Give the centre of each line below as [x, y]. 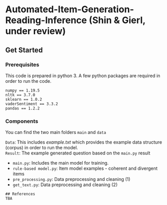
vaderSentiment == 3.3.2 [32, 104]
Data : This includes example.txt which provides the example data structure [84, 142]
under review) [36, 31]
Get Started [24, 50]
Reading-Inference [46, 20]
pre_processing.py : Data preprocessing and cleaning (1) [71, 179]
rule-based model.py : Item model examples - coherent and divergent [85, 168]
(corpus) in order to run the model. [42, 148]
